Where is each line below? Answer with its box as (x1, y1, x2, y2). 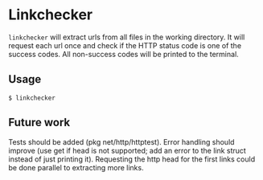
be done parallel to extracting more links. (8, 162, 144, 172)
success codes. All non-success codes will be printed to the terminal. (8, 49, 239, 59)
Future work (8, 116, 71, 129)
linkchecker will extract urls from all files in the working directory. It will (8, 32, 245, 42)
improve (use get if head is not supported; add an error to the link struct (8, 145, 247, 155)
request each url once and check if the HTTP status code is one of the (8, 40, 242, 50)
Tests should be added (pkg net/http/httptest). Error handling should (8, 137, 235, 146)
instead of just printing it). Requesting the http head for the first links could (8, 154, 256, 164)
